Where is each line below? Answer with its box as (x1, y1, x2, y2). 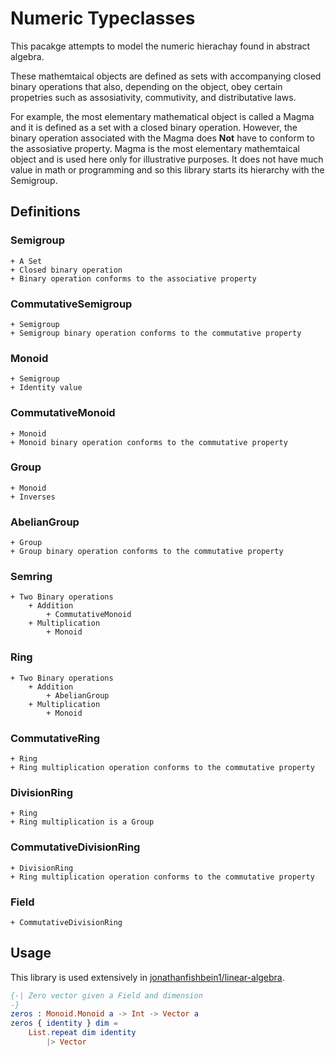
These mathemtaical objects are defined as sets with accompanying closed (10, 70, 322, 82)
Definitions (10, 203, 81, 221)
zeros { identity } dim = (10, 1018, 118, 1029)
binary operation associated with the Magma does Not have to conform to (10, 132, 315, 144)
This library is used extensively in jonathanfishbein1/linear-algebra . (10, 971, 285, 983)
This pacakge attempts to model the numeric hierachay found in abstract (10, 40, 311, 52)
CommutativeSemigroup (10, 297, 133, 311)
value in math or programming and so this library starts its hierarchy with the (10, 163, 325, 176)
